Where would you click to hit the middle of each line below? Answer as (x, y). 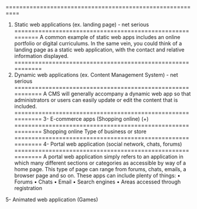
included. (25, 106)
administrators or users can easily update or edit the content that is (96, 100)
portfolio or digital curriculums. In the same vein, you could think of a (98, 43)
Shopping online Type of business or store (95, 131)
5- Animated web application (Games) (52, 200)
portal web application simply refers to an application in (116, 157)
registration (28, 188)
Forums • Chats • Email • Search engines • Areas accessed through (97, 182)
